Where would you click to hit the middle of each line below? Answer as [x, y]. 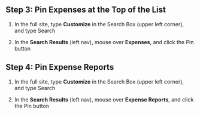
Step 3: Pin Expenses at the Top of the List [86, 10]
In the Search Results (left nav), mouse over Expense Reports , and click [104, 99]
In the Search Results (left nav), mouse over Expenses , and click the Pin [104, 42]
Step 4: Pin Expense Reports [60, 67]
